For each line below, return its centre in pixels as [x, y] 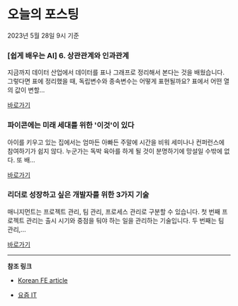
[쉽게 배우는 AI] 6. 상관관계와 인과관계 [68, 55]
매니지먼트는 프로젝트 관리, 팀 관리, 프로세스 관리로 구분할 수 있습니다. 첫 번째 [114, 211]
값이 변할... [30, 90]
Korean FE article [42, 280]
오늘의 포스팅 [43, 15]
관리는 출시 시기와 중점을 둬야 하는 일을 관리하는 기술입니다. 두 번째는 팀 [125, 220]
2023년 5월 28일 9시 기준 [43, 35]
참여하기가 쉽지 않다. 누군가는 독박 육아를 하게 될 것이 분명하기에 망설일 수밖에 [115, 151]
